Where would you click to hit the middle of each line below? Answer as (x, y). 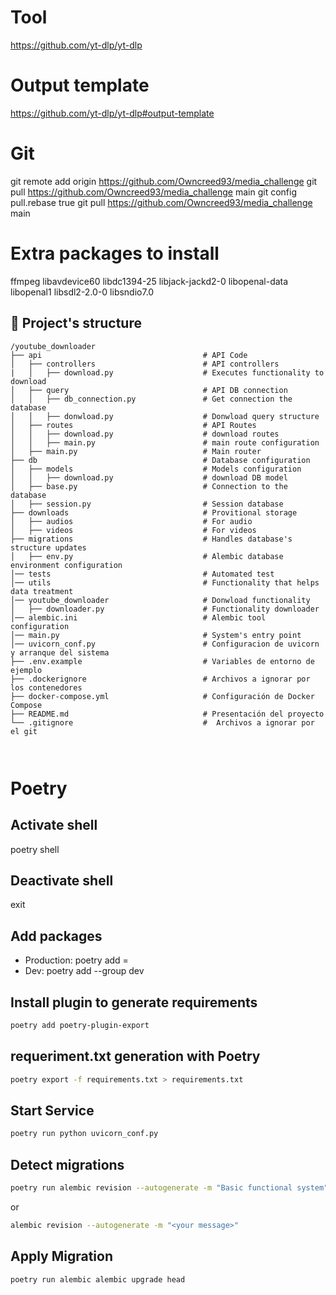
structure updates (48, 547)
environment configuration (66, 565)
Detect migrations (67, 1164)
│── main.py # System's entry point (156, 635)
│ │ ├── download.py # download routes (145, 434)
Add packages (56, 936)
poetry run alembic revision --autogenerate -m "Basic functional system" (169, 1188)
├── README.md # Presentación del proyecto (167, 714)
